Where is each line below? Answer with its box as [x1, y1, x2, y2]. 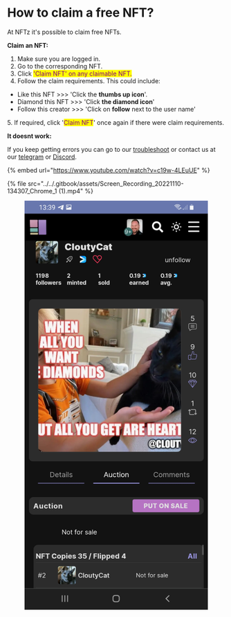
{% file [7, 179, 26, 188]
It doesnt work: [7, 132, 52, 140]
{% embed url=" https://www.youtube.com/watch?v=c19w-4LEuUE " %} [7, 166, 211, 174]
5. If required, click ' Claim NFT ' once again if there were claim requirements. [7, 118, 225, 126]
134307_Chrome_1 [7, 186, 57, 195]
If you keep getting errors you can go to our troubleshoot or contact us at [7, 145, 216, 153]
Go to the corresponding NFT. [17, 62, 103, 70]
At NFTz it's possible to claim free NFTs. [7, 28, 122, 36]
